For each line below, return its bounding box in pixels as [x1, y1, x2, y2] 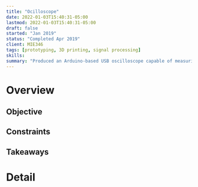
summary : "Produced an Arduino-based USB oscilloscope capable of [6, 58, 173, 64]
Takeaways [6, 147, 49, 157]
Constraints [6, 127, 51, 137]
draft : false [6, 25, 38, 31]
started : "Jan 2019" [6, 31, 57, 37]
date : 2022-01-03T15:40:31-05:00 [6, 14, 88, 20]
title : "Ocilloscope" [6, 8, 60, 15]
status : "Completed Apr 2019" [6, 36, 81, 42]
